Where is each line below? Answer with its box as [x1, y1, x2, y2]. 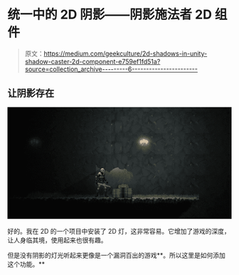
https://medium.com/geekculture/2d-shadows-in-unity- [43, 49, 208, 58]
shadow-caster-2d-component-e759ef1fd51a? [24, 57, 161, 66]
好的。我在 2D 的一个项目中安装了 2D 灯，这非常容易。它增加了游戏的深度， [7, 227, 231, 235]
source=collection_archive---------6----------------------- [24, 65, 198, 73]
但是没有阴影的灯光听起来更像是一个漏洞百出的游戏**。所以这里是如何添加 [7, 251, 226, 259]
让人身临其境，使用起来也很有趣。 [7, 236, 107, 244]
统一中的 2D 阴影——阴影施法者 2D [7, 6, 212, 23]
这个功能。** [7, 259, 46, 268]
